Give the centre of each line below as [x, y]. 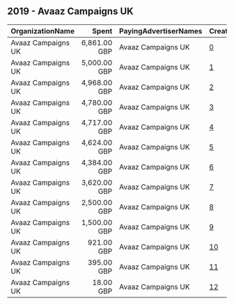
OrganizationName [43, 31]
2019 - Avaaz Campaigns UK [70, 11]
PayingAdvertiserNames [161, 31]
